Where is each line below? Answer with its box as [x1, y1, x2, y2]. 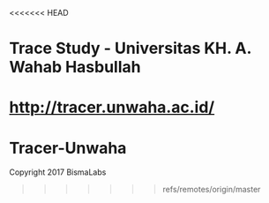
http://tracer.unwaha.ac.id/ [9, 97, 215, 117]
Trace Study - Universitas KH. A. [9, 39, 252, 58]
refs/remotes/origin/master [162, 184, 261, 195]
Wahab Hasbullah [9, 57, 141, 78]
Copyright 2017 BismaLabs [9, 167, 107, 177]
